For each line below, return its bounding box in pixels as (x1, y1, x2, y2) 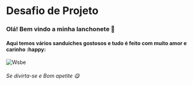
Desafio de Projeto (6, 4, 99, 18)
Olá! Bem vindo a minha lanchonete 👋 (6, 25, 115, 33)
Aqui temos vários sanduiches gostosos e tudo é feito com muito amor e (6, 39, 187, 46)
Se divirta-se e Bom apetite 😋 (6, 72, 80, 79)
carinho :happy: (6, 46, 46, 53)
